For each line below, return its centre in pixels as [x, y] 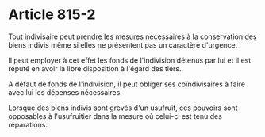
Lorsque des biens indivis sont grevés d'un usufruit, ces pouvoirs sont [123, 108]
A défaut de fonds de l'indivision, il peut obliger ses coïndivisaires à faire [127, 84]
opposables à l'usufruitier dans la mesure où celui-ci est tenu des [115, 116]
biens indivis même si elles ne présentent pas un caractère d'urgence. [123, 44]
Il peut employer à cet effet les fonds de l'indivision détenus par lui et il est [130, 60]
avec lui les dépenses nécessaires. [65, 92]
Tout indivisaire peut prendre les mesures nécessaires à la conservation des [132, 36]
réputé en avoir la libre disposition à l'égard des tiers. [95, 68]
